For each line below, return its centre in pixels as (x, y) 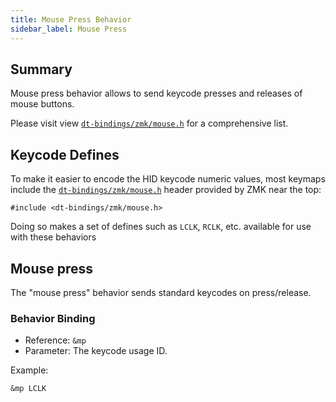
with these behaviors (53, 237)
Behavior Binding (53, 318)
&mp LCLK (28, 389)
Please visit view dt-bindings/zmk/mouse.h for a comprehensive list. (149, 123)
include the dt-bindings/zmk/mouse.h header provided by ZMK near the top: (166, 190)
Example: (29, 370)
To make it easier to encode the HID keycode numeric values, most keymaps (168, 179)
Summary (41, 69)
